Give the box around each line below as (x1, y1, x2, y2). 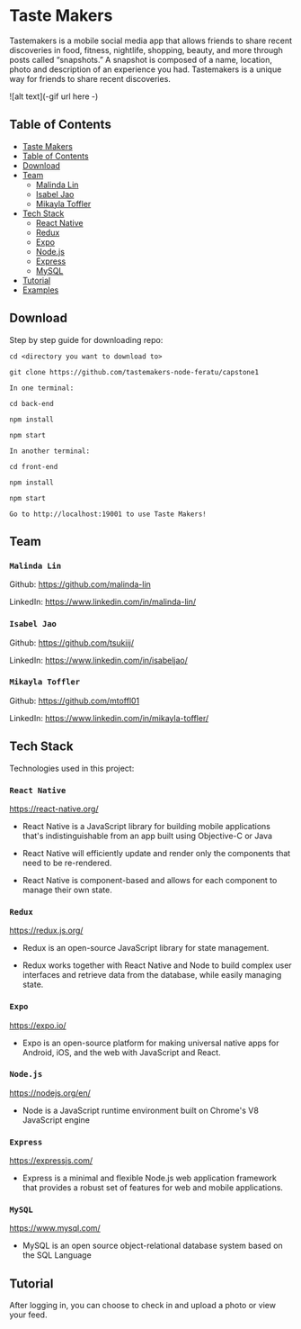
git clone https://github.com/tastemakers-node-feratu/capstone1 (9, 367, 259, 376)
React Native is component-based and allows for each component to (22, 874, 278, 885)
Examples (22, 285, 59, 295)
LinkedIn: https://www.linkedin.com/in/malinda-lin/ (9, 596, 196, 608)
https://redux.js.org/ (9, 925, 84, 936)
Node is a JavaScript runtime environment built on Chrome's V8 (22, 1105, 259, 1116)
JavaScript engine (22, 1114, 90, 1126)
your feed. (9, 1309, 48, 1320)
